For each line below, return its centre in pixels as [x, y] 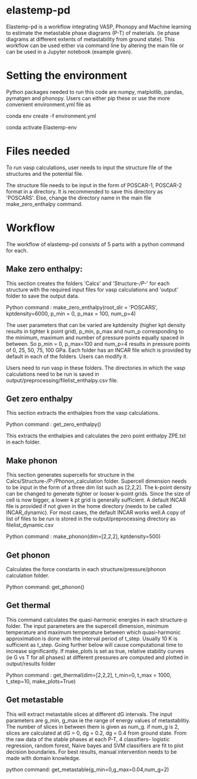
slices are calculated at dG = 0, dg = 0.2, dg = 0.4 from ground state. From [96, 733]
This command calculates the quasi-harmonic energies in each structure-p [97, 620]
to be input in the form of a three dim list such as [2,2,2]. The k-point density [99, 487]
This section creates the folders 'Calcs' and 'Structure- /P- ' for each [88, 283]
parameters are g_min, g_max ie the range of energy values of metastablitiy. [98, 720]
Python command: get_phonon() [45, 587]
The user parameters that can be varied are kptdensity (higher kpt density [96, 325]
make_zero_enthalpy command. [44, 204]
